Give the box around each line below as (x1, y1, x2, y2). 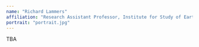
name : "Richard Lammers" (6, 8, 68, 15)
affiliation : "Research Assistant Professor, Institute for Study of (6, 14, 182, 20)
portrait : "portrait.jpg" (6, 19, 70, 25)
